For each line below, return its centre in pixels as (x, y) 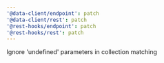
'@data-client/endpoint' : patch (53, 13)
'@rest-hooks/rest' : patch (45, 33)
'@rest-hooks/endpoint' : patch (51, 26)
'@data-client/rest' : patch (47, 20)
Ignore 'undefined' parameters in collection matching (82, 52)
